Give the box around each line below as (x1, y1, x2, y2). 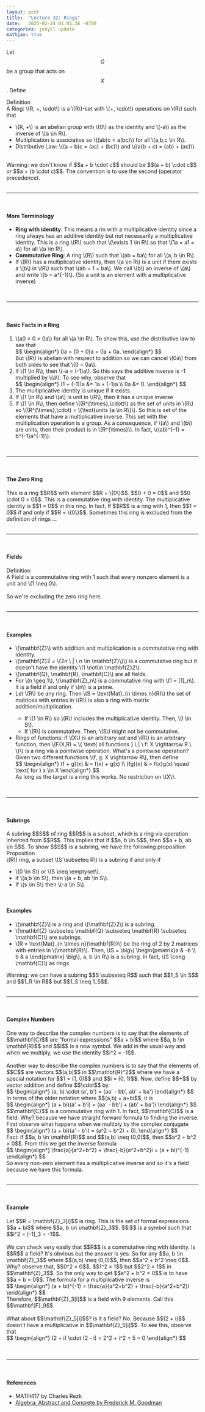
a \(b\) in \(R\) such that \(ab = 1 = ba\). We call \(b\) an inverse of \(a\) (15, 265, 191, 272)
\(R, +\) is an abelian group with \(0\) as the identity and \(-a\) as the (15, 123, 187, 131)
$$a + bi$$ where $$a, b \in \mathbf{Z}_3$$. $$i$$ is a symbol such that (6, 1224, 192, 1231)
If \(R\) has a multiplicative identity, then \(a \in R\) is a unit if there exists (15, 258, 197, 266)
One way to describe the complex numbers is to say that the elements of (6, 1029, 189, 1037)
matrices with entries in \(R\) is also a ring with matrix (15, 696, 149, 704)
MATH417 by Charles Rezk (15, 1392, 82, 1400)
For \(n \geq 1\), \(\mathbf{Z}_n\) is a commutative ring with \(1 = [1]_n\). (15, 677, 196, 685)
